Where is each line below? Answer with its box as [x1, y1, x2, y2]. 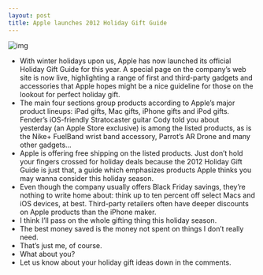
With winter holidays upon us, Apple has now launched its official [19, 56, 232, 66]
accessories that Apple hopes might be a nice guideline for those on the [19, 81, 254, 91]
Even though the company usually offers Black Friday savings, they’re [19, 182, 246, 191]
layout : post [8, 11, 51, 20]
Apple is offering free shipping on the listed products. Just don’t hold [19, 148, 243, 158]
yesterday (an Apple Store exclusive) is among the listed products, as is [19, 123, 252, 133]
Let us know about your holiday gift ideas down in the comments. [19, 258, 232, 267]
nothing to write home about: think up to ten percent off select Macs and [19, 190, 256, 200]
